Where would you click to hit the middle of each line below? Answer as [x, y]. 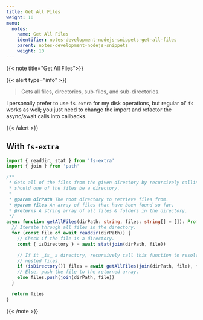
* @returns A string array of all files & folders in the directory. [98, 211]
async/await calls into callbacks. [47, 116]
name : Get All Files [43, 34]
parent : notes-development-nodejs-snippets [73, 46]
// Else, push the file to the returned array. [78, 272]
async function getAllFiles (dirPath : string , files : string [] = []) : [96, 222]
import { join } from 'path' [43, 166]
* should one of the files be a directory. [64, 188]
